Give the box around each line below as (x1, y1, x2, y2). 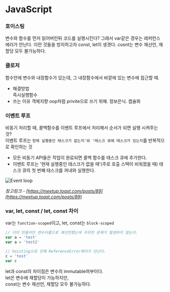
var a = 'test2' (5, 240, 40, 245)
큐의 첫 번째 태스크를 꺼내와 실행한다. (22, 167, 95, 174)
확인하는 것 (10, 144, 33, 150)
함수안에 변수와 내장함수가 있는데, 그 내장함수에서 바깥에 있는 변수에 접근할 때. (5, 74, 160, 81)
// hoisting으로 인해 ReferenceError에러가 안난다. (5, 249, 106, 254)
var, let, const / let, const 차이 (5, 207, 79, 215)
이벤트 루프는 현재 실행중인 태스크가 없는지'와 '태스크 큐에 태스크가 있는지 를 (5, 138, 147, 144)
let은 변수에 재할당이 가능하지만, (5, 274, 69, 281)
